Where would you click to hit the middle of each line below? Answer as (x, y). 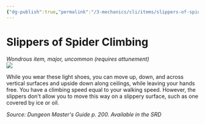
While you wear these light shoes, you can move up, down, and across (95, 77)
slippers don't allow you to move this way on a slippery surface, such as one (102, 96)
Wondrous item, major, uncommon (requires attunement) (78, 59)
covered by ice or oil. (33, 102)
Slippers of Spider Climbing (77, 42)
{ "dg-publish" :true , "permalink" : (49, 12)
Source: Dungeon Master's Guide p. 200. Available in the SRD (84, 114)
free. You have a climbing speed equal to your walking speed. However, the (101, 89)
